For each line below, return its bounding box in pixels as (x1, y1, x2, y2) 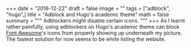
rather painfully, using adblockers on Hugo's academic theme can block (6, 23, 180, 30)
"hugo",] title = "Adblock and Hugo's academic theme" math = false (6, 11, 169, 18)
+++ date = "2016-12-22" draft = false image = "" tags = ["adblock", (6, 5, 170, 12)
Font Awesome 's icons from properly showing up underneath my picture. (6, 29, 183, 36)
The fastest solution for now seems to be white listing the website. (6, 36, 166, 42)
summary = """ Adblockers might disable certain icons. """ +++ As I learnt (6, 17, 186, 24)
